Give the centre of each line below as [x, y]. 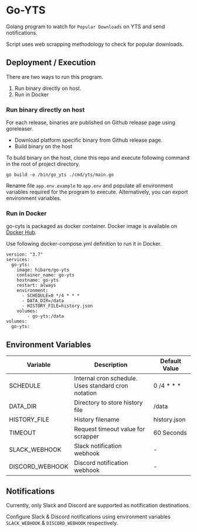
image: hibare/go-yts [43, 270]
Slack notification [98, 446]
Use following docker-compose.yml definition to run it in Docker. [84, 244]
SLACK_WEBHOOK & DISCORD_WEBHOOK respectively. [62, 523]
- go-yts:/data [46, 316]
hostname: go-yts [38, 280]
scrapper [87, 437]
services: [18, 260]
